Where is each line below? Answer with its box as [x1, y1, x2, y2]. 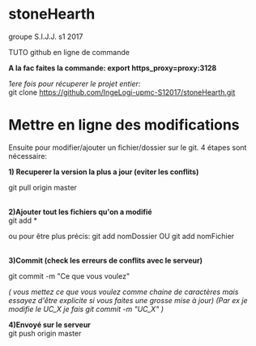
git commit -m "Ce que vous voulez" [8, 271, 130, 280]
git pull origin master [8, 182, 77, 192]
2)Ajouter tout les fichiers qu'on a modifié [8, 207, 152, 216]
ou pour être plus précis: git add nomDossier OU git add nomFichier [8, 231, 235, 241]
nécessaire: [8, 151, 47, 160]
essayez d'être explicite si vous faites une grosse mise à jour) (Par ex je [8, 295, 249, 305]
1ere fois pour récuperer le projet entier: [8, 79, 141, 88]
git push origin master [8, 328, 82, 338]
